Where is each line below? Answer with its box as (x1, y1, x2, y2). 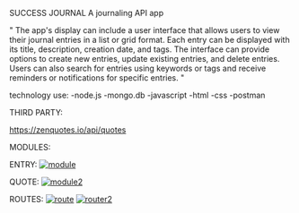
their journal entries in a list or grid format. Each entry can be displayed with (9, 35, 290, 45)
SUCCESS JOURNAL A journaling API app (9, 8, 164, 18)
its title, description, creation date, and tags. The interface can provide (9, 44, 270, 55)
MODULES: (9, 142, 51, 152)
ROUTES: (9, 194, 44, 204)
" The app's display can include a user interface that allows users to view (9, 25, 280, 35)
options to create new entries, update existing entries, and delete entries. (9, 54, 280, 64)
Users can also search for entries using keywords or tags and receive (9, 63, 267, 73)
